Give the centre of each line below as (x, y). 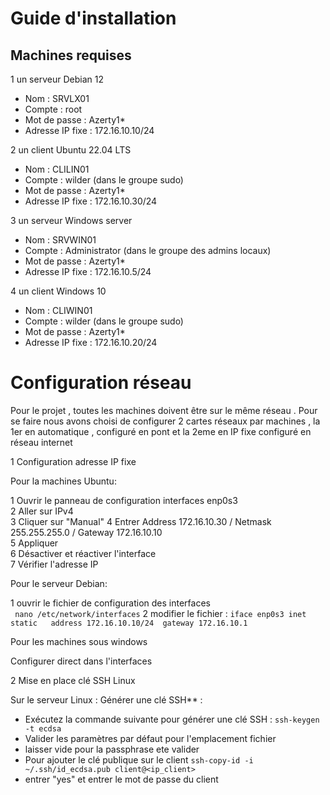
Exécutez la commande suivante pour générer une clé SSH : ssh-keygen (172, 719)
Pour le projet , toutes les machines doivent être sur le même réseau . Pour (164, 410)
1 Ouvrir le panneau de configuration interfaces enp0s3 (124, 500)
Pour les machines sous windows (79, 641)
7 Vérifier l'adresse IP (54, 564)
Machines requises (71, 55)
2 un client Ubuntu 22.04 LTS (71, 150)
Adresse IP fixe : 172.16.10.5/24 (88, 271)
